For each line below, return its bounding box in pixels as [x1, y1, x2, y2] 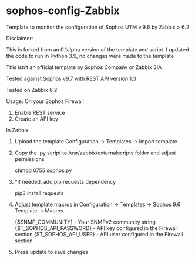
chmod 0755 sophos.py [14, 167, 72, 174]
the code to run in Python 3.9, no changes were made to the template [6, 52, 174, 59]
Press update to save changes [14, 248, 88, 255]
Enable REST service [14, 109, 66, 116]
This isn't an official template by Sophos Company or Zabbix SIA [6, 63, 162, 71]
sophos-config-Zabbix [6, 4, 120, 18]
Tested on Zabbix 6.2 [6, 86, 58, 93]
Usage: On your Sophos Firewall [6, 98, 84, 105]
